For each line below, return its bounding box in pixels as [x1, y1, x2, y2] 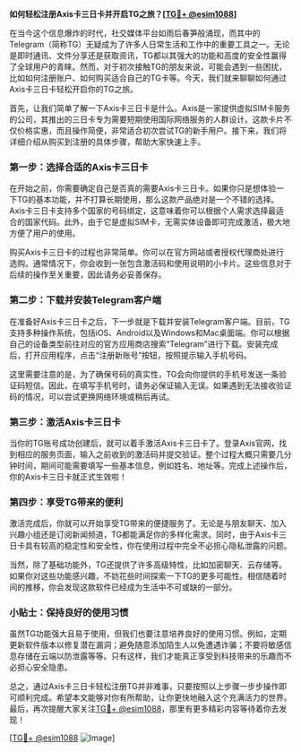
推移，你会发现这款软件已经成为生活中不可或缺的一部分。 [24, 582, 237, 592]
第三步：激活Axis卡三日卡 [9, 416, 121, 428]
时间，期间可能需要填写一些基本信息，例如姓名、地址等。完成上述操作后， [16, 460, 292, 471]
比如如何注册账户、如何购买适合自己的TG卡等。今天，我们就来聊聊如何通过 [9, 73, 288, 83]
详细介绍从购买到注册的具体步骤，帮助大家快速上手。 [9, 136, 206, 147]
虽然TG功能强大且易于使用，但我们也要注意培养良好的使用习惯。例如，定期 [9, 628, 288, 639]
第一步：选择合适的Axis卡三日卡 [9, 160, 149, 173]
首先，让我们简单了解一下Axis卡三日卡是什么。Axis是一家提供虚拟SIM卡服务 [9, 103, 291, 113]
